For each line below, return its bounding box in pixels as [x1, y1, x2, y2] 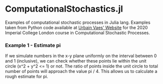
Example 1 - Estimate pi [5, 42, 61, 49]
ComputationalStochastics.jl [5, 3, 123, 15]
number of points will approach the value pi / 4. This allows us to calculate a [5, 68, 158, 74]
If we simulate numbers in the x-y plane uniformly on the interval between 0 [5, 53, 157, 59]
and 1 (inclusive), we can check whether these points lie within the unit [5, 58, 147, 64]
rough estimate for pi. [5, 74, 49, 80]
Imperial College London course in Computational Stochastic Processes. [5, 30, 150, 35]
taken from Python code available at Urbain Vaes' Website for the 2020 [5, 24, 148, 30]
